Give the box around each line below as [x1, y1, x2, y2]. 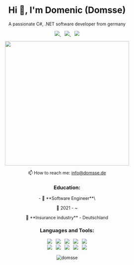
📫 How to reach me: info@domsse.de [28, 170, 106, 176]
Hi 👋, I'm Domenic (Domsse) [8, 4, 126, 16]
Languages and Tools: [40, 227, 94, 234]
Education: [54, 184, 80, 191]
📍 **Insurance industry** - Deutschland [25, 215, 109, 221]
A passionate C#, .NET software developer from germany [8, 21, 126, 27]
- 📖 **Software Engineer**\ [38, 195, 96, 201]
